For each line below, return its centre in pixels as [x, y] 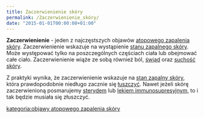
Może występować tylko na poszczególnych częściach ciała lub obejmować [102, 53]
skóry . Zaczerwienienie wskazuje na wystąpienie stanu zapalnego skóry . [97, 47]
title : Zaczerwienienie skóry [45, 12]
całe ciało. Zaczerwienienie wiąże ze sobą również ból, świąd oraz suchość [101, 60]
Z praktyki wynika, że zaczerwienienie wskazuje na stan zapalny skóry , [96, 78]
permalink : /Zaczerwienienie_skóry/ [53, 18]
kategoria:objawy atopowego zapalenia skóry [63, 109]
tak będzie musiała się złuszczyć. [48, 97]
